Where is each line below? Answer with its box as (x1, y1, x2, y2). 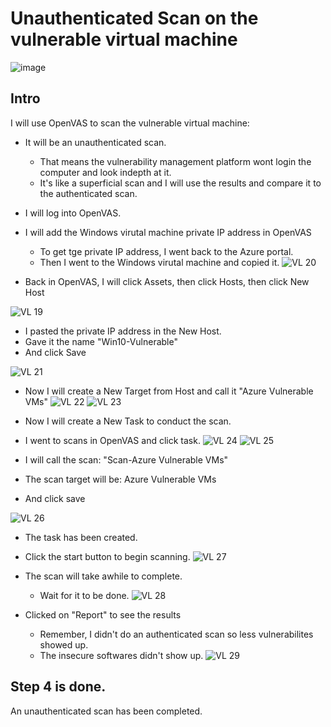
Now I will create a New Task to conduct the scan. (24, 415, 232, 427)
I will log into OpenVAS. (24, 207, 122, 219)
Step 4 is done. (10, 678, 107, 696)
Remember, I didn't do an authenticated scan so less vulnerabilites (39, 628, 314, 640)
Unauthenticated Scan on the (10, 7, 259, 30)
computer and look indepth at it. (39, 166, 172, 178)
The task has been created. (24, 531, 138, 543)
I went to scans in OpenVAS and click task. (24, 434, 201, 446)
